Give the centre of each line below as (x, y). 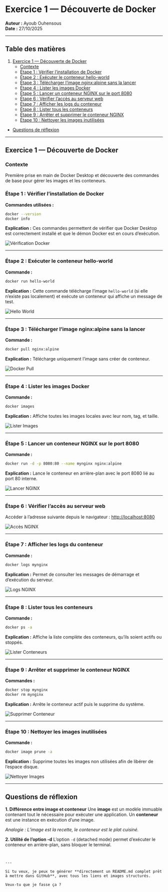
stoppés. (14, 642)
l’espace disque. (22, 767)
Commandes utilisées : (29, 205)
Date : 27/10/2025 (24, 28)
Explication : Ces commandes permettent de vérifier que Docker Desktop (81, 228)
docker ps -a (19, 627)
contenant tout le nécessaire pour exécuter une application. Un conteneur (82, 814)
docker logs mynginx (27, 565)
